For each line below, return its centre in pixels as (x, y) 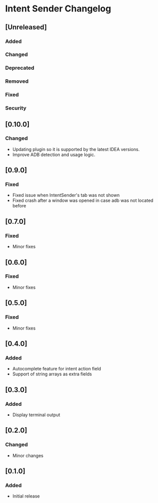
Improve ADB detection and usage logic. (54, 155)
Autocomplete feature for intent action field (57, 369)
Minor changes (28, 455)
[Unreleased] (26, 27)
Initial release (26, 496)
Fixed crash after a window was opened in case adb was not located (83, 200)
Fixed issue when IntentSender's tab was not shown (66, 195)
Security (16, 108)
